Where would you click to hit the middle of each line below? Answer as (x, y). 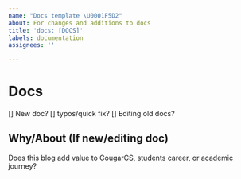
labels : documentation (46, 38)
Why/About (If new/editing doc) (88, 139)
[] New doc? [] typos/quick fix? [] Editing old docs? (91, 114)
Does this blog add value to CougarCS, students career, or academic (120, 158)
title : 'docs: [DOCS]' (46, 30)
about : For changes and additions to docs (80, 23)
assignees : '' (32, 45)
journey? (23, 166)
